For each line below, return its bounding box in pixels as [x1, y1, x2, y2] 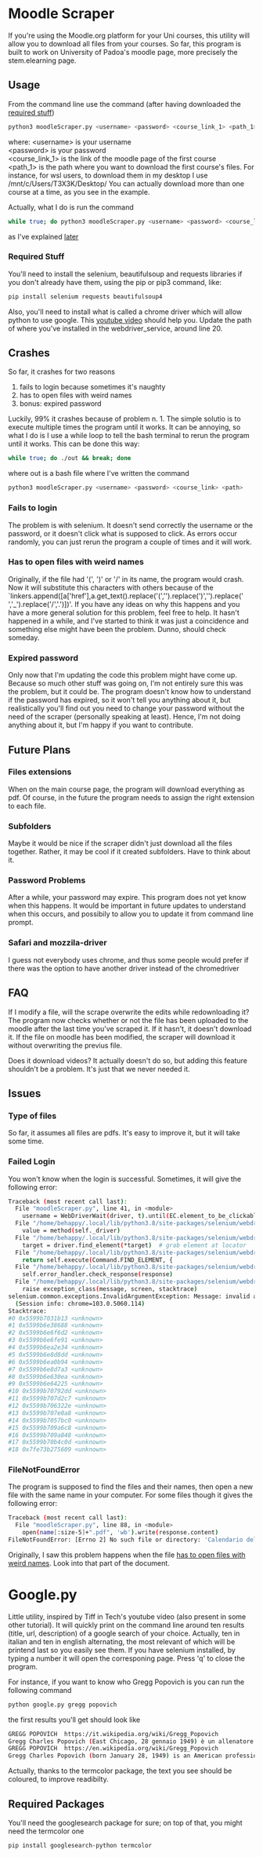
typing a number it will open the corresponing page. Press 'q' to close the [8, 1654, 245, 1663]
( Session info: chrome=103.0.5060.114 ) [15, 1300, 146, 1307]
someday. [8, 633, 40, 642]
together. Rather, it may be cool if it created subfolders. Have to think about [8, 847, 250, 857]
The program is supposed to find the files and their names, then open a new [8, 1482, 254, 1492]
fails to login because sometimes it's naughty [19, 382, 166, 392]
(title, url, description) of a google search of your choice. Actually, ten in [8, 1629, 240, 1638]
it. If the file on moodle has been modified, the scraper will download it [8, 1032, 236, 1041]
